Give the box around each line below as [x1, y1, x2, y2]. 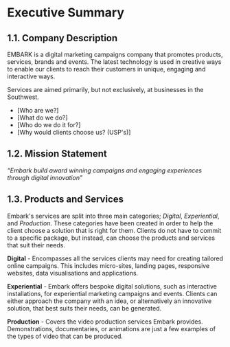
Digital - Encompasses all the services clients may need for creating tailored [7, 254, 224, 262]
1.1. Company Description [7, 32, 118, 44]
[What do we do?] [16, 113, 68, 122]
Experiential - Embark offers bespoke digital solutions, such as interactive [7, 282, 218, 290]
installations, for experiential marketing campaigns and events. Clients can [7, 289, 218, 298]
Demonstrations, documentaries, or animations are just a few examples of [7, 324, 216, 333]
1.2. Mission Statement [7, 148, 108, 159]
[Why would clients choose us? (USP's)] [16, 128, 131, 136]
